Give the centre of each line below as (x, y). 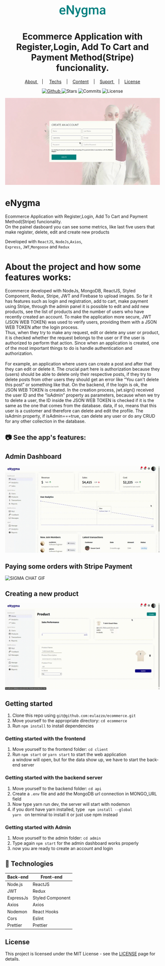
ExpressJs (18, 898)
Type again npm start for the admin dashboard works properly (75, 843)
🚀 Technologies (29, 864)
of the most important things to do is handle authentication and (69, 348)
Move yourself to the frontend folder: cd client (60, 749)
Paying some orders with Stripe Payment (69, 567)
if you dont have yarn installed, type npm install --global (72, 809)
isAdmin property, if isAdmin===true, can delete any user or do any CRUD (80, 416)
